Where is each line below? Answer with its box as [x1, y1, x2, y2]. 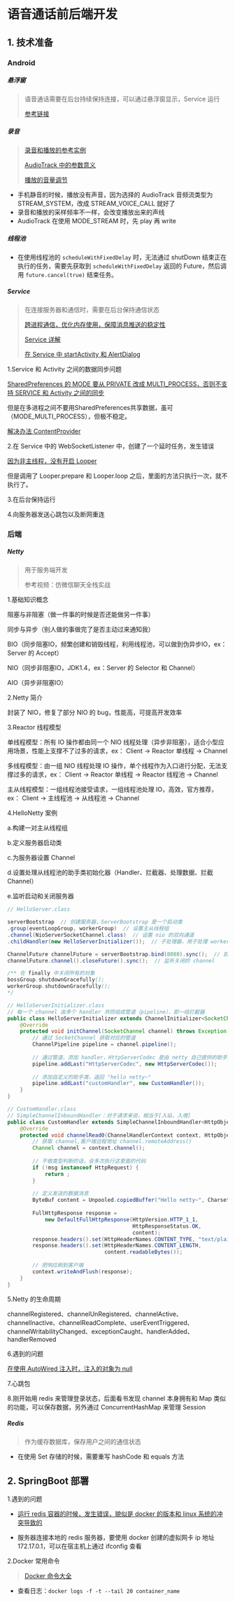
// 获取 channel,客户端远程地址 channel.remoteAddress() [32, 1138, 192, 1145]
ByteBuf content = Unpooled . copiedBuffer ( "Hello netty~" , [32, 1197, 205, 1204]
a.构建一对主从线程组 [7, 823, 68, 832]
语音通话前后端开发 [7, 6, 118, 22]
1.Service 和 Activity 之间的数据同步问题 [7, 365, 122, 374]
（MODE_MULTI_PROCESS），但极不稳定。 [7, 412, 131, 420]
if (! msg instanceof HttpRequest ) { [32, 1164, 139, 1171]
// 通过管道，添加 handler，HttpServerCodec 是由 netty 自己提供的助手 [32, 1054, 227, 1061]
